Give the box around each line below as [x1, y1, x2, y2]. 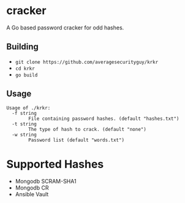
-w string [12, 131, 37, 138]
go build [15, 72, 38, 78]
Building [6, 42, 39, 52]
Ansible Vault [15, 190, 49, 197]
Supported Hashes [6, 157, 104, 171]
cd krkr [15, 65, 35, 72]
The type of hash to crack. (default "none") [28, 126, 147, 132]
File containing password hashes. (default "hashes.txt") [28, 116, 179, 122]
